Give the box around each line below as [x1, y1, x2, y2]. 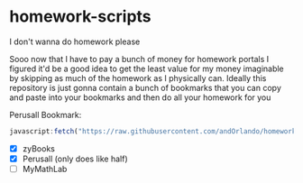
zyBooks [22, 142, 56, 154]
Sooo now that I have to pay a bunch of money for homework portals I [9, 53, 270, 64]
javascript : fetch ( [9, 126, 78, 136]
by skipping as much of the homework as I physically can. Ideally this [9, 72, 267, 83]
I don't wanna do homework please [9, 36, 141, 47]
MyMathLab [22, 163, 68, 174]
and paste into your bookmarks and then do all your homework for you [9, 92, 271, 103]
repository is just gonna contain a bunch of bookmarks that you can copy [9, 82, 281, 93]
